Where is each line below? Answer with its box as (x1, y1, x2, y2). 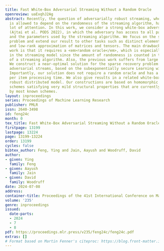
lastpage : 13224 (5, 130, 38, 135)
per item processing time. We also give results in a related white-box (9, 75, 161, 80)
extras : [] (5, 234, 27, 239)
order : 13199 (5, 139, 32, 144)
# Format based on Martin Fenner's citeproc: (5, 239, 99, 244)
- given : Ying (5, 157, 34, 162)
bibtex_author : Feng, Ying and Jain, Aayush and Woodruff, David (5, 148, 141, 153)
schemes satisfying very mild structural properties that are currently (9, 84, 161, 89)
